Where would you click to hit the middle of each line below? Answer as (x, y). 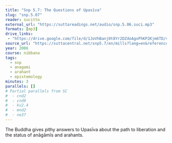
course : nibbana (23, 53)
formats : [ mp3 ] (21, 29)
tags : (11, 58)
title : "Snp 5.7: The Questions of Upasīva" (53, 10)
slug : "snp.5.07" (24, 15)
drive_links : (19, 34)
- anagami (20, 67)
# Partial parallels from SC (36, 91)
